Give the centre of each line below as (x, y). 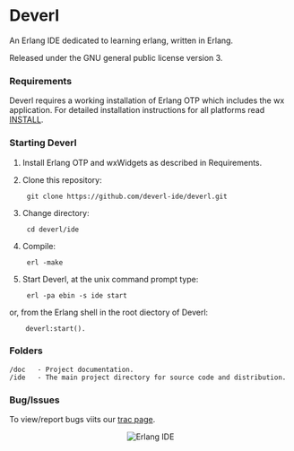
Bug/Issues (35, 400)
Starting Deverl (43, 143)
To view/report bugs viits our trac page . (82, 420)
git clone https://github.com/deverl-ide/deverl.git (127, 196)
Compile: (39, 246)
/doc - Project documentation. (72, 369)
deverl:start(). (56, 328)
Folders (26, 351)
